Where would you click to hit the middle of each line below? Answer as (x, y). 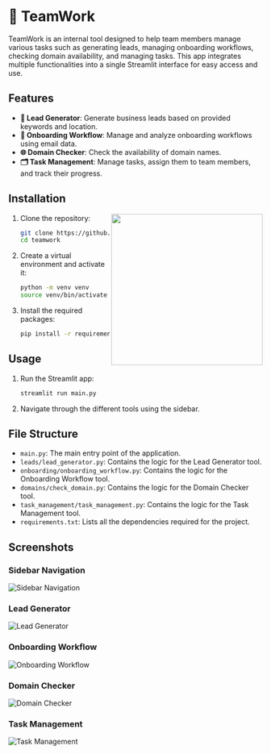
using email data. (48, 144)
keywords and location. (59, 126)
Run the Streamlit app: (57, 378)
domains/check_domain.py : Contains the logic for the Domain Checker (134, 488)
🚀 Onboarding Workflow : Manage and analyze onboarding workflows (136, 135)
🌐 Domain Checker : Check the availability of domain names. (121, 152)
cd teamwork (40, 240)
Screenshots (41, 547)
